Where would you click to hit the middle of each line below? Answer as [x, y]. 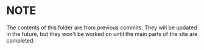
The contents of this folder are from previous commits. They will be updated [102, 27]
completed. [20, 40]
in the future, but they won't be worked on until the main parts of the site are [102, 34]
